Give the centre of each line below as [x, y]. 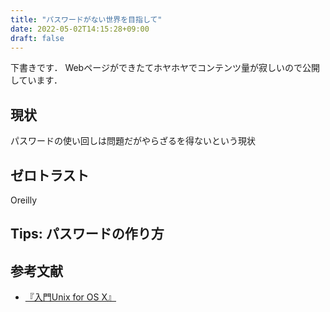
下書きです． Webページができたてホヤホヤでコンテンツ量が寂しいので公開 [165, 68]
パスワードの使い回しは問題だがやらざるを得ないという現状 [133, 141]
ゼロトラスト [50, 175]
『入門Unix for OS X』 [70, 297]
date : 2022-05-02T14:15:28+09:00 [80, 29]
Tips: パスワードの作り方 [87, 234]
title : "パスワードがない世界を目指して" [86, 19]
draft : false [37, 38]
